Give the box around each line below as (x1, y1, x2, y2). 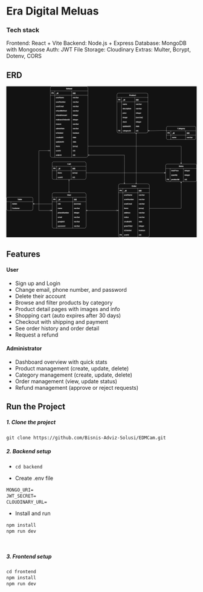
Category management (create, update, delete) (14, 371, 133, 378)
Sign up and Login (14, 280, 60, 287)
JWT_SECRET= (6, 493, 36, 499)
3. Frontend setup (6, 553, 52, 560)
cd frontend (6, 569, 36, 575)
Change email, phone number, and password (14, 286, 127, 293)
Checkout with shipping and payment (14, 318, 109, 325)
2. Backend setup (6, 447, 51, 455)
